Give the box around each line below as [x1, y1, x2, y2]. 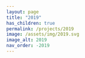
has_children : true [6, 20, 55, 26]
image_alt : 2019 [6, 37, 47, 43]
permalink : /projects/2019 [6, 25, 74, 32]
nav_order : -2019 [6, 43, 50, 49]
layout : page [6, 8, 39, 15]
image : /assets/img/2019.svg [6, 31, 80, 37]
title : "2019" [6, 14, 42, 21]
